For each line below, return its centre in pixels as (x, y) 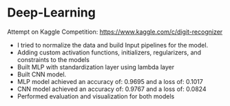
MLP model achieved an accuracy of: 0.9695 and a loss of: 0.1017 (110, 81)
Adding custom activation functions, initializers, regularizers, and (109, 52)
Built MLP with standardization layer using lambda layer (95, 67)
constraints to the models (53, 59)
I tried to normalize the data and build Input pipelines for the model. (113, 45)
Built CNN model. (42, 74)
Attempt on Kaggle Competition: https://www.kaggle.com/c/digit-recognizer (115, 32)
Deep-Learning (52, 13)
